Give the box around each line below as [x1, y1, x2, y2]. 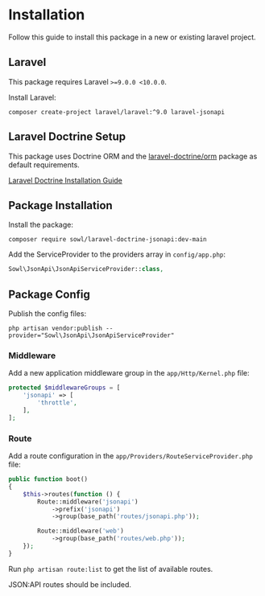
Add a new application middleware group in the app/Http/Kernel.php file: [8, 368, 250, 378]
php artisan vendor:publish [8, 324, 103, 333]
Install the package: [8, 220, 74, 230]
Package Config [8, 287, 90, 301]
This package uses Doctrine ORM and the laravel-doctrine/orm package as [8, 151, 258, 161]
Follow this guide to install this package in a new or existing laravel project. [8, 32, 256, 42]
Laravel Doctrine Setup [8, 130, 126, 144]
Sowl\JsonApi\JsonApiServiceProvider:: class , [8, 265, 164, 273]
